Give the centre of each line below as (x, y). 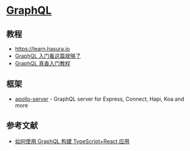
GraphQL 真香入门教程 (43, 63)
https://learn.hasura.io (42, 49)
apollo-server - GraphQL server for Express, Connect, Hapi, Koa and (99, 99)
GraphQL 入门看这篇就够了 (48, 56)
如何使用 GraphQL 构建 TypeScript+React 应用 (72, 141)
